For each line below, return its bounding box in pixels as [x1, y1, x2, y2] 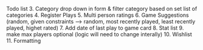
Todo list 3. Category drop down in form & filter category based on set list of [6, 5, 198, 12]
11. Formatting [6, 37, 41, 44]
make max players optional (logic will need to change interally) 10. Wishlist [6, 31, 193, 38]
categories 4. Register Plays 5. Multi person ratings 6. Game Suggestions [6, 11, 190, 19]
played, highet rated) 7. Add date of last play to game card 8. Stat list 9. [6, 24, 184, 31]
